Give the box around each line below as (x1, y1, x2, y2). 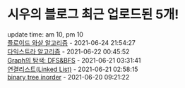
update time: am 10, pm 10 (7, 30, 83, 39)
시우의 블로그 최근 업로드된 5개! (7, 6, 179, 23)
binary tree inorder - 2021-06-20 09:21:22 (7, 73, 130, 81)
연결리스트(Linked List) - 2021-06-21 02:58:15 (7, 65, 138, 73)
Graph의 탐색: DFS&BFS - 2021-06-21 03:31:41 (7, 56, 141, 64)
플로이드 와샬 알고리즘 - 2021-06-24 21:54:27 (7, 38, 136, 46)
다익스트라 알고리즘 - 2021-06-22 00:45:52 (7, 47, 130, 56)
